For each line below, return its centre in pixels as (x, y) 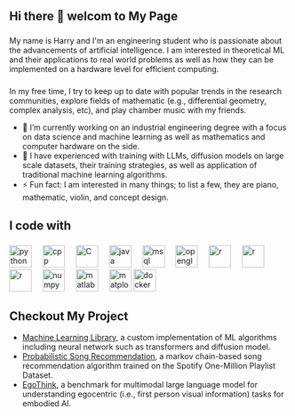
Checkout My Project (69, 316)
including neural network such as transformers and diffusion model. (146, 347)
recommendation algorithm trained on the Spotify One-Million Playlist (149, 366)
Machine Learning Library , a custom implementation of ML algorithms (149, 338)
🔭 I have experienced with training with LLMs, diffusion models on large (153, 156)
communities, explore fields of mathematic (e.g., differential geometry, (138, 101)
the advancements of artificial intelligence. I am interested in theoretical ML (147, 51)
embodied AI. (47, 404)
